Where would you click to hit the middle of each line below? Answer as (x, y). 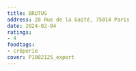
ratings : (19, 32)
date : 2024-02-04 (32, 26)
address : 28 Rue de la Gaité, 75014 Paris (68, 20)
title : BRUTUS (27, 13)
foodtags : (21, 45)
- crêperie (23, 51)
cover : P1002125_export (41, 57)
